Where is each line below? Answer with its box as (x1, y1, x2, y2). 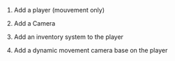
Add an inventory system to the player (13, 33, 124, 41)
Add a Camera (13, 19, 56, 27)
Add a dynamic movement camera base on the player (13, 46, 168, 54)
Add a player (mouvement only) (13, 6, 105, 14)
